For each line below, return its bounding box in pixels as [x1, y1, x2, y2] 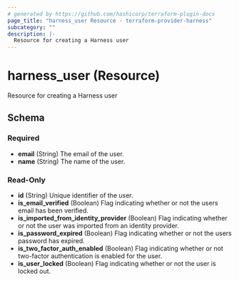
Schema [7, 112, 45, 124]
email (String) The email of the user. [17, 149, 125, 158]
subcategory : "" [7, 24, 56, 31]
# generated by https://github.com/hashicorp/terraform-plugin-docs [7, 10, 215, 18]
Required [7, 133, 40, 143]
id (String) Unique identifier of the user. [17, 191, 133, 200]
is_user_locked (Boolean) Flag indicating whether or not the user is [17, 260, 216, 268]
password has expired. [17, 237, 86, 245]
